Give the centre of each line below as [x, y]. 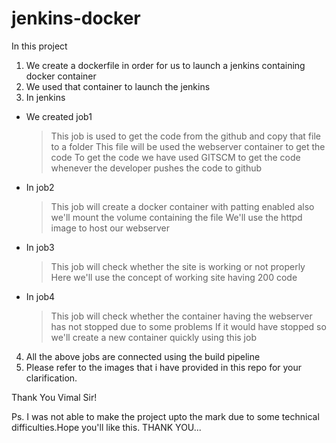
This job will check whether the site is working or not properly [178, 266]
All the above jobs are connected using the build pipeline [143, 356]
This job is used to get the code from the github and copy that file [185, 136]
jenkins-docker [76, 18]
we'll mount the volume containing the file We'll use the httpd [176, 217]
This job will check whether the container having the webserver [181, 316]
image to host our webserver [110, 228]
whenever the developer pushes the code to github [156, 168]
